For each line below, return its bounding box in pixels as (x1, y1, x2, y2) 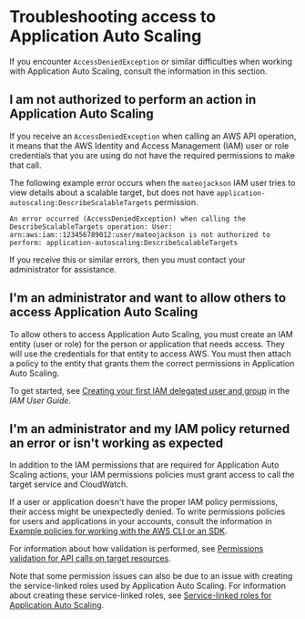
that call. (9, 160, 43, 170)
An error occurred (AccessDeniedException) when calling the (9, 214, 247, 223)
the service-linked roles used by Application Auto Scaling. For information (9, 581, 287, 592)
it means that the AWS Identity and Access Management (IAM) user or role (9, 139, 290, 151)
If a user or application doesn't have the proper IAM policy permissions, (9, 497, 279, 508)
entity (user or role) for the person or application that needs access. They (9, 338, 285, 349)
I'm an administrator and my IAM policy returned (9, 421, 290, 437)
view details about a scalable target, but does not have (9, 187, 215, 198)
